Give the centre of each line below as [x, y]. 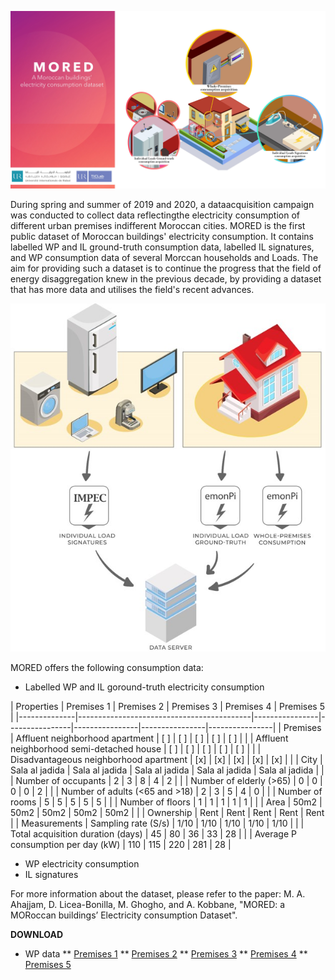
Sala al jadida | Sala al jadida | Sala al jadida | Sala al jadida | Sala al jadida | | [167, 770]
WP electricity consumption [82, 863]
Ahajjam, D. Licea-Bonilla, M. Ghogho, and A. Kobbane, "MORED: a [148, 904]
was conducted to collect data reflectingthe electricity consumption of [155, 215]
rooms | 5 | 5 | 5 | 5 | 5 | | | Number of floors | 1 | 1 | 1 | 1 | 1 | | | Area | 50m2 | [166, 802]
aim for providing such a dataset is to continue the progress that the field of [166, 268]
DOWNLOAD [37, 934]
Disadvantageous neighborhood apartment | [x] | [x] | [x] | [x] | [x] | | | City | [166, 759]
